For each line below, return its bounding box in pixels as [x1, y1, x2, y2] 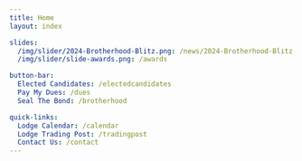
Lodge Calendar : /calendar [17, 121, 119, 130]
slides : [9, 38, 39, 47]
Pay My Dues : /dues [17, 88, 91, 97]
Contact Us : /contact [17, 137, 99, 147]
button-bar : [9, 71, 54, 80]
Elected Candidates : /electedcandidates [17, 80, 172, 89]
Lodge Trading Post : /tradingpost [17, 129, 147, 138]
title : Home [9, 13, 54, 23]
